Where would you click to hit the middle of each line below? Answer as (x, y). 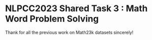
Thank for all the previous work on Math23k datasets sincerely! (69, 32)
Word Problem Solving (52, 19)
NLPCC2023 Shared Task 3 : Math (76, 9)
